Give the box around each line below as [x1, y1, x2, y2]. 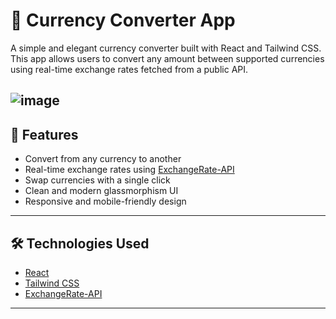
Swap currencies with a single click [24, 174, 171, 186]
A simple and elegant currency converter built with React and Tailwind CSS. [10, 42, 322, 54]
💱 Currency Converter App [10, 9, 236, 32]
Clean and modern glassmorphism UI [24, 185, 179, 197]
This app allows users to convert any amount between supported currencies [10, 52, 325, 64]
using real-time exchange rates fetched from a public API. [10, 63, 249, 75]
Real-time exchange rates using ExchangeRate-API [24, 164, 235, 176]
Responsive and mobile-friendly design [24, 195, 187, 208]
